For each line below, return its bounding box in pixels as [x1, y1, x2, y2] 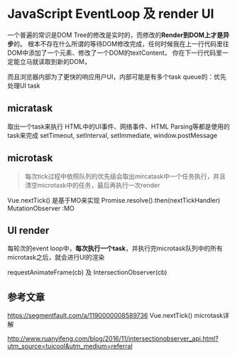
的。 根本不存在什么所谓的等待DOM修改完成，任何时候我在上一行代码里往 [13, 39, 229, 48]
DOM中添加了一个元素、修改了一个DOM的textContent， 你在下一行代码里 [7, 48, 222, 57]
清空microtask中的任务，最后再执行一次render [24, 181, 160, 189]
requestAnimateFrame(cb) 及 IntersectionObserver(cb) [7, 268, 167, 277]
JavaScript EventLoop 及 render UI [7, 6, 214, 22]
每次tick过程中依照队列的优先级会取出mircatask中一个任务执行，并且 [24, 171, 226, 181]
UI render [7, 224, 50, 236]
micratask [7, 102, 53, 114]
